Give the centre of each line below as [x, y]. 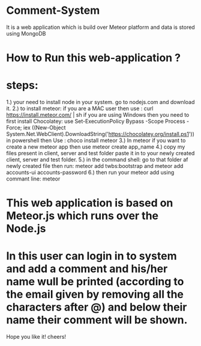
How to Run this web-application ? [94, 58]
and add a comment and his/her [87, 269]
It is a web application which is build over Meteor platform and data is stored [100, 27]
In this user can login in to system [91, 256]
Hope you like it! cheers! [36, 337]
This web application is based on [90, 203]
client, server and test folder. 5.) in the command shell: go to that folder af [97, 159]
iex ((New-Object [44, 128]
